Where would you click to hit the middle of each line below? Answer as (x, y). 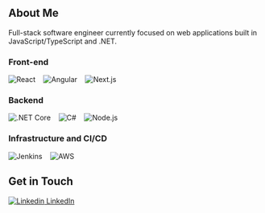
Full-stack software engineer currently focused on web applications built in (133, 32)
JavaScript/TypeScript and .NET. (63, 41)
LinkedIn (60, 201)
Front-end (29, 62)
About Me (33, 13)
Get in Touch (41, 181)
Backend (26, 100)
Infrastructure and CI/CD (58, 138)
